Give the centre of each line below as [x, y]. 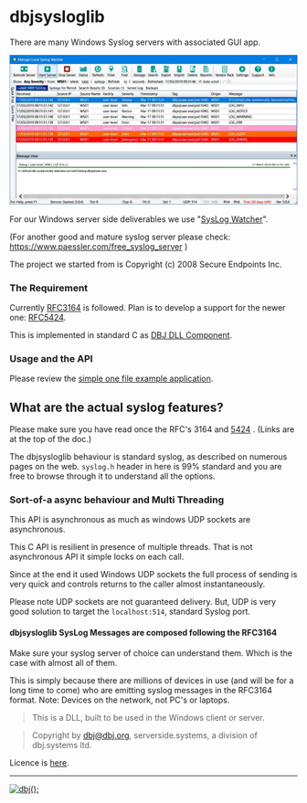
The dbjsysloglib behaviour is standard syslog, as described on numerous [148, 457]
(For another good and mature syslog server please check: [120, 237]
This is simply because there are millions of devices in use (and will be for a [152, 680]
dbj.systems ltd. [62, 745]
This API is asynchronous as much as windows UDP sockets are [130, 520]
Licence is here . [40, 762]
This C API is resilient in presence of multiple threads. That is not [131, 547]
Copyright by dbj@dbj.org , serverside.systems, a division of [144, 735]
